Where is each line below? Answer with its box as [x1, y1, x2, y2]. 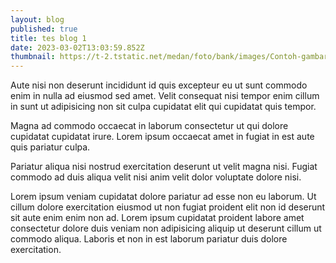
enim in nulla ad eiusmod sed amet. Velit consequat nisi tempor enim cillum [10, 90, 320, 102]
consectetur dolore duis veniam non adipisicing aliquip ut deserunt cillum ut [10, 222, 322, 235]
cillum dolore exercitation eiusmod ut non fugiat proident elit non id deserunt [10, 201, 326, 213]
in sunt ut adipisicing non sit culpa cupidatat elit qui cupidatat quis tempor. [10, 101, 317, 113]
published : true [10, 24, 78, 34]
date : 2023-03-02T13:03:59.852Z [10, 42, 145, 53]
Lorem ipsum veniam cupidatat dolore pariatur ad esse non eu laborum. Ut [10, 191, 317, 203]
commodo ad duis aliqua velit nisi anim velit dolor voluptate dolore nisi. [10, 171, 302, 183]
